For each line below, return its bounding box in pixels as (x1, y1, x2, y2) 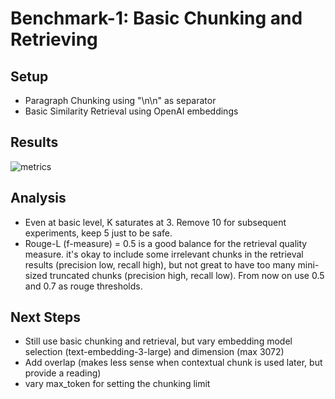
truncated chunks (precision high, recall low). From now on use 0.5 (49, 269, 325, 281)
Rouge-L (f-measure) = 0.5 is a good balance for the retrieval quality (24, 237, 308, 249)
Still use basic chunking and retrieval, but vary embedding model (24, 335, 293, 347)
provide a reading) (24, 367, 102, 379)
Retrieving (10, 28, 98, 51)
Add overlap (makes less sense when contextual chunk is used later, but (24, 357, 323, 369)
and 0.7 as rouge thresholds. (24, 280, 143, 292)
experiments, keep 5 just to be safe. (24, 227, 173, 239)
